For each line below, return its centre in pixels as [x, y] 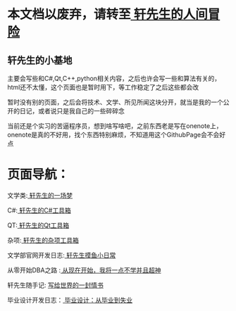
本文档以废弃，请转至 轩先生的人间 [107, 14]
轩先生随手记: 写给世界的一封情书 [55, 285]
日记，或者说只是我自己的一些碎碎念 [72, 111]
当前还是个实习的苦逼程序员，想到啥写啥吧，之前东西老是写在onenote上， [115, 126]
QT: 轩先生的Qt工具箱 [38, 225]
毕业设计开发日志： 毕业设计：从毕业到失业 [70, 300]
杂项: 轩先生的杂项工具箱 [43, 240]
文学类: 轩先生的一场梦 [40, 195]
